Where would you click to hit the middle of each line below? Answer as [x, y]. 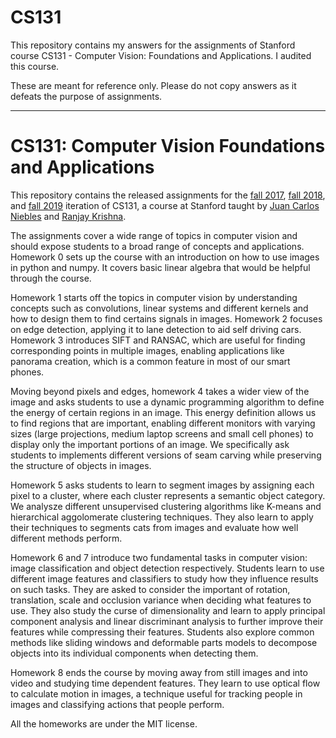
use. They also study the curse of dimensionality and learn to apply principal [168, 610]
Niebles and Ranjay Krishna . [68, 216]
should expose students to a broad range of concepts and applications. [157, 246]
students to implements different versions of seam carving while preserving [166, 455]
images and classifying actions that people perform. [117, 704]
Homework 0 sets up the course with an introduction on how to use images [165, 257]
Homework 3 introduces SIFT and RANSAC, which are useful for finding [158, 340]
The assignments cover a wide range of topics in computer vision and [154, 235]
